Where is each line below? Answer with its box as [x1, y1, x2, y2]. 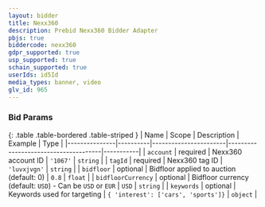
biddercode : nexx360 [8, 41, 77, 49]
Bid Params [8, 112, 53, 123]
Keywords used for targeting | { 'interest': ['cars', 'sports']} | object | [8, 189, 257, 199]
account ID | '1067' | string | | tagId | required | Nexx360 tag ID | [8, 155, 223, 165]
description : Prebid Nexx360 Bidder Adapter [8, 26, 158, 34]
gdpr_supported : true [8, 49, 80, 57]
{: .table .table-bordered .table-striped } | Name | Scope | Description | [8, 130, 240, 139]
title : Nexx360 [8, 19, 59, 27]
